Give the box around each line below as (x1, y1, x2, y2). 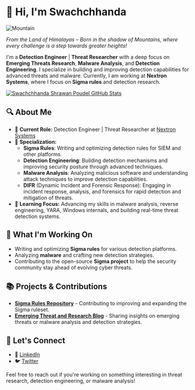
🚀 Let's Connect (6, 336, 65, 346)
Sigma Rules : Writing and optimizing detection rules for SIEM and (23, 144, 181, 151)
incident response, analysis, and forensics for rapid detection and (23, 188, 181, 195)
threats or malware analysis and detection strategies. (14, 319, 142, 326)
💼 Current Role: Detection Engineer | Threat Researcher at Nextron (14, 126, 176, 133)
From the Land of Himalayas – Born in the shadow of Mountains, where (6, 36, 178, 43)
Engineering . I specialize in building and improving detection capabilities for (6, 65, 190, 73)
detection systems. (14, 213, 61, 220)
